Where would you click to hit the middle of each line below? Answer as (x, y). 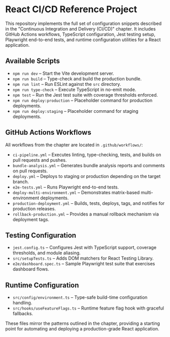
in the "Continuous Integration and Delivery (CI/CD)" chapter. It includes (80, 28)
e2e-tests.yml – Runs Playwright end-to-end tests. (66, 187)
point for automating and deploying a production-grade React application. (82, 329)
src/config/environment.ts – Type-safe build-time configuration (80, 297)
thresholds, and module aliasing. (47, 253)
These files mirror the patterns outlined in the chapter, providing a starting (82, 323)
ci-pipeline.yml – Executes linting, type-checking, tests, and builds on (87, 155)
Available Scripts (32, 61)
